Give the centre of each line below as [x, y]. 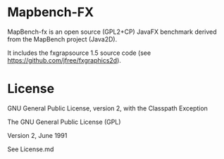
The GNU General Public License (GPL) [64, 122]
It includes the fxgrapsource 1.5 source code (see [79, 53]
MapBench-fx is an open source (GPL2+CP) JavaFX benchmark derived [112, 32]
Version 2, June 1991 [37, 135]
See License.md [31, 149]
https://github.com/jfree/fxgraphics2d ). [64, 60]
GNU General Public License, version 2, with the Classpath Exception [107, 108]
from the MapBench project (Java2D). [62, 39]
